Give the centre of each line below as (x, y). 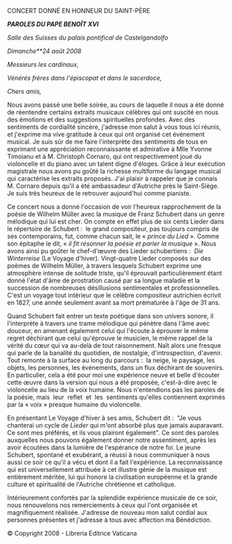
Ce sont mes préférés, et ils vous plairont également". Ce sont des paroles (113, 433)
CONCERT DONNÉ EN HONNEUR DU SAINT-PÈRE (79, 11)
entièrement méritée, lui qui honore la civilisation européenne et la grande (113, 477)
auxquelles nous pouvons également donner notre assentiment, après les (112, 440)
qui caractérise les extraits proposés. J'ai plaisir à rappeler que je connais (113, 178)
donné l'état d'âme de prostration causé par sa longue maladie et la (104, 280)
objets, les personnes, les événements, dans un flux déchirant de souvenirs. (116, 367)
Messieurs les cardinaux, (43, 65)
